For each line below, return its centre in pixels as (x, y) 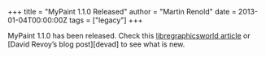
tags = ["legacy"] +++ (106, 20)
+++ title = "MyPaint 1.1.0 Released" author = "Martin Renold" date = (122, 12)
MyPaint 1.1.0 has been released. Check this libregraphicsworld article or (129, 36)
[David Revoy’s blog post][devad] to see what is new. (96, 44)
